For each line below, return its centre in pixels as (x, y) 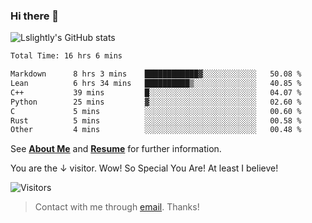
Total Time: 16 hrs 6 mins (66, 56)
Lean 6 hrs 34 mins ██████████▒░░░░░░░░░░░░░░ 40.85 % (156, 84)
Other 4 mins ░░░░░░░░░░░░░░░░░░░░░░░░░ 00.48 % (156, 130)
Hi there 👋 (35, 16)
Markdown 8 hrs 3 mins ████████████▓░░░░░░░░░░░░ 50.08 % (156, 74)
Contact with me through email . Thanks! (117, 207)
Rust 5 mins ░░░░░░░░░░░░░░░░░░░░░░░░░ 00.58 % (156, 120)
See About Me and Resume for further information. (116, 149)
